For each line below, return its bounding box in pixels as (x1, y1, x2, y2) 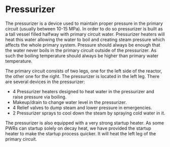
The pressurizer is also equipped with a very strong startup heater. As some (5, 120, 164, 126)
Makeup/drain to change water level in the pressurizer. (12, 99, 127, 105)
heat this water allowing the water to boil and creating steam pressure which (5, 36, 165, 43)
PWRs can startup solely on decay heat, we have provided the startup (5, 125, 151, 131)
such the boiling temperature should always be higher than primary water (5, 52, 159, 59)
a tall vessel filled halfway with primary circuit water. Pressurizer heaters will (5, 31, 165, 37)
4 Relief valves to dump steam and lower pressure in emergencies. (12, 104, 152, 111)
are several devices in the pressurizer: (5, 79, 85, 85)
